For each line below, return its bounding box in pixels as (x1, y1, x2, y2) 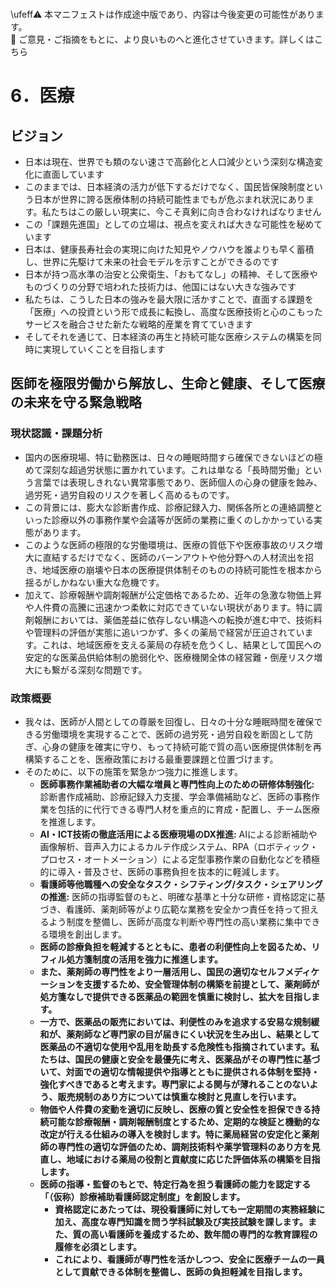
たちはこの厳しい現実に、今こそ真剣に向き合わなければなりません (50, 206, 322, 217)
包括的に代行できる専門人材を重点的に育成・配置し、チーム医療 (57, 803, 320, 815)
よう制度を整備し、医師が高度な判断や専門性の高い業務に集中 (48, 915, 303, 927)
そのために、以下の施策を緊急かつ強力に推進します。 (24, 765, 243, 777)
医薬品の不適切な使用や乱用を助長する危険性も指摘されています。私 (39, 1040, 320, 1052)
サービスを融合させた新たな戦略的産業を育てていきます (24, 318, 253, 330)
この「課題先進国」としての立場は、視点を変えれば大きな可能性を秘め (24, 218, 315, 230)
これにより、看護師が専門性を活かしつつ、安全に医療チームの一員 (54, 1253, 325, 1265)
